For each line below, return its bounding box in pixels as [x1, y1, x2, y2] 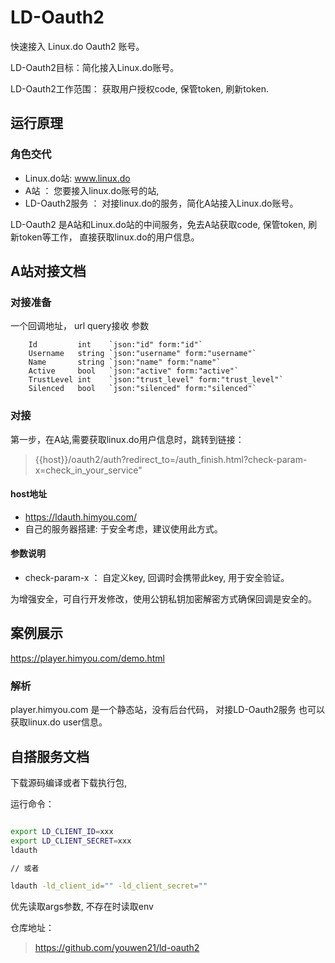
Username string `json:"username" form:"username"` [28, 349, 257, 359]
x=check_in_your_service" [34, 464, 143, 476]
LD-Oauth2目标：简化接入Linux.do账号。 [10, 61, 180, 73]
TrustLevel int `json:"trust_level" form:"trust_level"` [28, 375, 284, 385]
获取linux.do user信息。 [10, 716, 108, 728]
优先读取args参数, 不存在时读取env [10, 901, 154, 913]
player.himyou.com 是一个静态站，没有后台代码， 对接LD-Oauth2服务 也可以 [10, 704, 326, 716]
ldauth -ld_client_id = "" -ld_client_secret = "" [10, 881, 208, 891]
